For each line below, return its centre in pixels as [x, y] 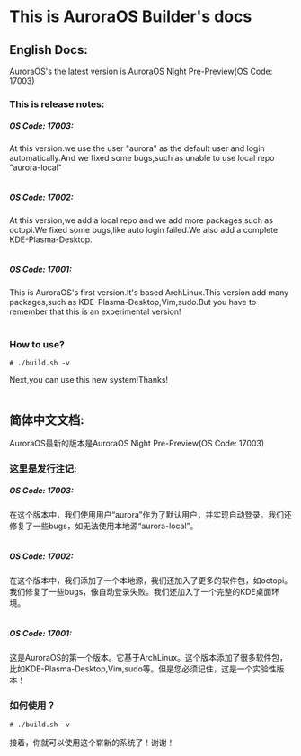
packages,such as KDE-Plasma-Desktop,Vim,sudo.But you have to [133, 301]
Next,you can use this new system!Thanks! [89, 380]
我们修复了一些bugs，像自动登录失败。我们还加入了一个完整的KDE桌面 [141, 591]
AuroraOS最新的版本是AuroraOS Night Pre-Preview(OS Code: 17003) [137, 443]
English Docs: [49, 50]
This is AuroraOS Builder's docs [131, 17]
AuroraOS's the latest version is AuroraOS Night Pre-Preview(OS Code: [141, 71]
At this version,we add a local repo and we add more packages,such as [142, 220]
